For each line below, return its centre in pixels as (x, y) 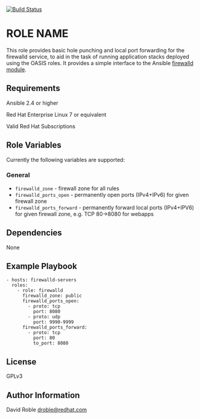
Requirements (33, 88)
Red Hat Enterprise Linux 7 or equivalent (56, 114)
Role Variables (34, 145)
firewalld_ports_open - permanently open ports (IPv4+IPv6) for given (102, 194)
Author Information (43, 395)
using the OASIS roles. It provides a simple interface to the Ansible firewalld (100, 63)
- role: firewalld (40, 291)
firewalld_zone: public (52, 296)
